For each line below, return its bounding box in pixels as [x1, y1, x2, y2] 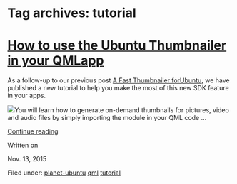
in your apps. [7, 91, 46, 100]
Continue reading [7, 127, 59, 136]
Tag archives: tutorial [7, 5, 137, 21]
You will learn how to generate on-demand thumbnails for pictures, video [14, 106, 230, 114]
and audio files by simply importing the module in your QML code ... [7, 114, 207, 122]
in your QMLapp [7, 53, 104, 69]
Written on [7, 141, 39, 150]
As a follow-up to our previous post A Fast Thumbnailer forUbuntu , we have [7, 76, 230, 85]
